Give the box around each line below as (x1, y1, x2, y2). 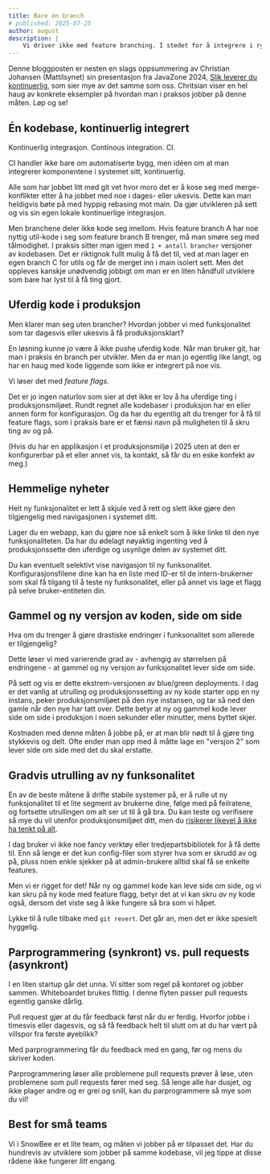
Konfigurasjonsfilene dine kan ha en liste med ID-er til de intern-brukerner (8, 569, 253, 578)
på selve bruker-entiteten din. (8, 585, 107, 595)
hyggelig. (8, 922, 39, 932)
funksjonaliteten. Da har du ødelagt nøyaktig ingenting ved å (8, 536, 208, 545)
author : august (8, 27, 59, 35)
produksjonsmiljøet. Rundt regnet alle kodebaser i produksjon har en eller (8, 400, 252, 410)
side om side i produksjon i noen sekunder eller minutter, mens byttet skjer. (8, 712, 257, 722)
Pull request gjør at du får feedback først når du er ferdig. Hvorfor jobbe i (8, 1012, 250, 1021)
